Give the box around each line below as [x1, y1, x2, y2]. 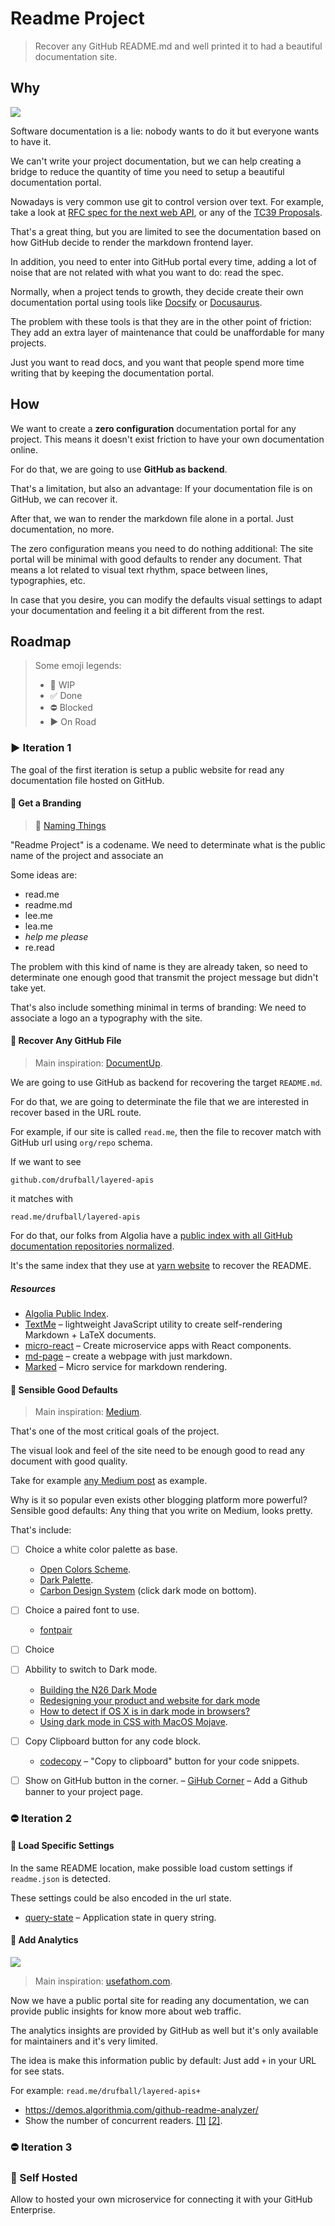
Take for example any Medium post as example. [10, 1475, 208, 1487]
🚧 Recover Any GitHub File [10, 1035, 122, 1047]
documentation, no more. [10, 523, 115, 535]
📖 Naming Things [34, 819, 107, 831]
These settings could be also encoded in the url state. [10, 1892, 232, 1904]
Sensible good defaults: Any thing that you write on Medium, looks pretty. [10, 1505, 313, 1517]
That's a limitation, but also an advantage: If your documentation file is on [10, 482, 313, 494]
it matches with [10, 1193, 73, 1205]
